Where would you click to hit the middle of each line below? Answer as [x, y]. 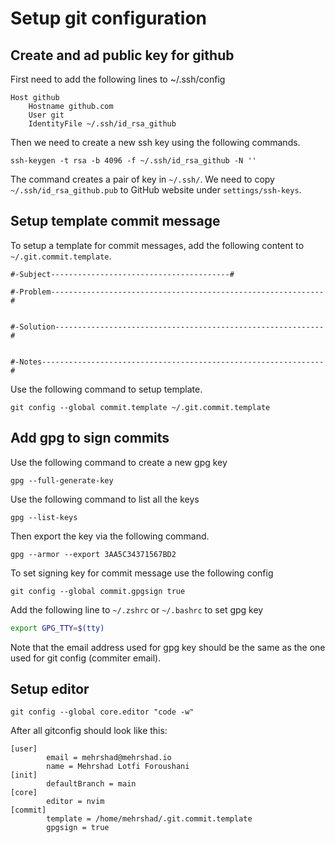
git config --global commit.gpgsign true [98, 591]
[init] [24, 775]
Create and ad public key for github [122, 55]
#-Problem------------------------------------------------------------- [167, 292]
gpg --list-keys [44, 517]
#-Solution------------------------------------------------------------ [167, 327]
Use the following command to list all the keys [105, 499]
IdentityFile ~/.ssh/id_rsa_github [102, 124]
